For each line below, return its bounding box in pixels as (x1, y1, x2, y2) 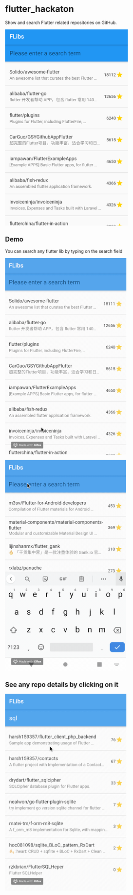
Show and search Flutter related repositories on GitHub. (5, 20, 117, 25)
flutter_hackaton (5, 3, 74, 15)
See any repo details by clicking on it (5, 681, 118, 689)
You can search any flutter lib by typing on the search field (5, 248, 123, 254)
